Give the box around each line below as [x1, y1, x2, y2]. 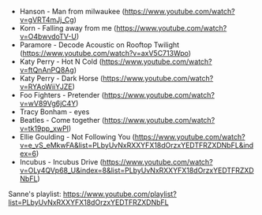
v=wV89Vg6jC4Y [19, 98, 77, 108]
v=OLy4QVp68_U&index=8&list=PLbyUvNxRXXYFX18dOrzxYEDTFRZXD [19, 165, 254, 175]
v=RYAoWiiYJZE [19, 82, 73, 91]
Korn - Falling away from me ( [19, 24, 117, 32]
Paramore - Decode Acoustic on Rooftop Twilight [19, 40, 180, 50]
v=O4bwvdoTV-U [19, 32, 77, 41]
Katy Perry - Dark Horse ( [19, 74, 103, 83]
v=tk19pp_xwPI [19, 124, 69, 133]
